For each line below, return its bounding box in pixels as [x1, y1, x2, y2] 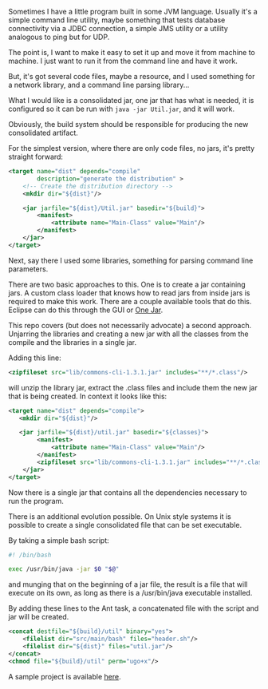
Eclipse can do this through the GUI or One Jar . [8, 305, 164, 315]
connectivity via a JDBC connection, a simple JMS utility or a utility [8, 24, 229, 33]
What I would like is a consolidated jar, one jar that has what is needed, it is [8, 96, 254, 105]
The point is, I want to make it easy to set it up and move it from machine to [8, 48, 255, 57]
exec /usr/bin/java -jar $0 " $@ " [8, 565, 120, 573]
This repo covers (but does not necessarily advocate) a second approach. [8, 320, 252, 330]
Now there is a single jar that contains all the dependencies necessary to [8, 487, 247, 497]
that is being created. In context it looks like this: [8, 391, 167, 401]
